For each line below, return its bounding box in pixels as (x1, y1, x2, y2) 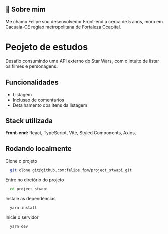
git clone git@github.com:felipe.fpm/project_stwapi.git (10, 168, 132, 173)
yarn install (10, 205, 37, 210)
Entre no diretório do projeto (5, 177, 64, 183)
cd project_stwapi (10, 187, 49, 192)
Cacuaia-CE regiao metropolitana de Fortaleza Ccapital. (5, 24, 121, 30)
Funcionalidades (5, 78, 59, 87)
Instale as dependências (5, 195, 56, 201)
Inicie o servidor (5, 214, 39, 220)
